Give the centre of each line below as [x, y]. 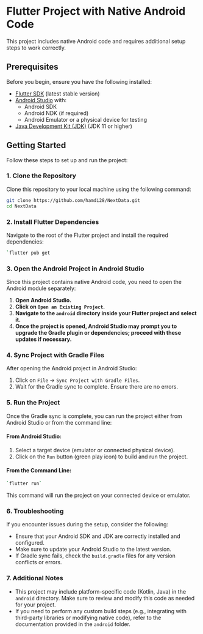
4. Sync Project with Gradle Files [55, 355]
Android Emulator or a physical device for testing [86, 119]
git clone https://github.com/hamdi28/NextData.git [73, 200]
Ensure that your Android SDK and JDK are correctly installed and [98, 536]
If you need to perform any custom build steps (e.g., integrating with [101, 611]
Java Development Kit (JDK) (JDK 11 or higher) [74, 126]
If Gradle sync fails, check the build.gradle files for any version [95, 556]
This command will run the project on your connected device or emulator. [98, 495]
